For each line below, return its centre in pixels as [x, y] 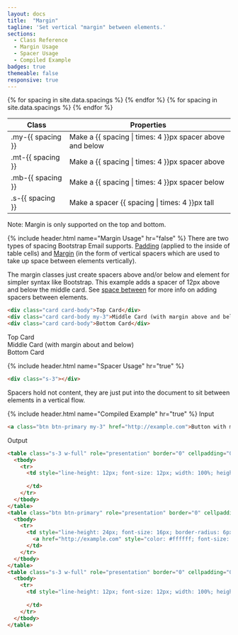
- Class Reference [41, 40]
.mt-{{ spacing [35, 158]
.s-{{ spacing [33, 198]
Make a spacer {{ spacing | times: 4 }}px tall [142, 203]
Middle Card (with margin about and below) [71, 344]
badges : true [27, 67]
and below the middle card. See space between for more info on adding [112, 290]
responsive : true [33, 80]
